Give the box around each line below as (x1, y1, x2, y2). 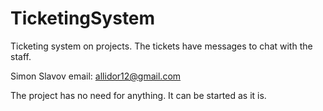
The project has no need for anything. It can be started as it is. (10, 89, 267, 101)
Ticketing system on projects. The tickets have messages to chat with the (10, 40, 313, 52)
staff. (10, 50, 32, 62)
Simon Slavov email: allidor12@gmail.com (10, 70, 182, 82)
